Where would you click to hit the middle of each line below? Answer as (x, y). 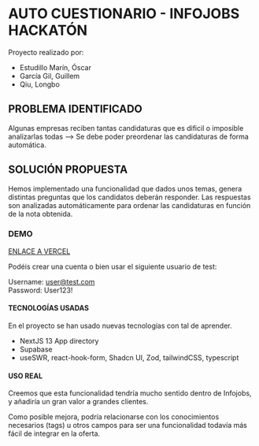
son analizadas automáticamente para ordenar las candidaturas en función (129, 205)
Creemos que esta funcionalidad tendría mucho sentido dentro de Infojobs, (130, 393)
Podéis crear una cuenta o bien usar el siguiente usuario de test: (113, 266)
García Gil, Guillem (50, 76)
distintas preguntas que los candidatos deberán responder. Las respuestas (129, 197)
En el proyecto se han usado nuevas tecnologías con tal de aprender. (120, 326)
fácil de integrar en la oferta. (54, 433)
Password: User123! (41, 290)
